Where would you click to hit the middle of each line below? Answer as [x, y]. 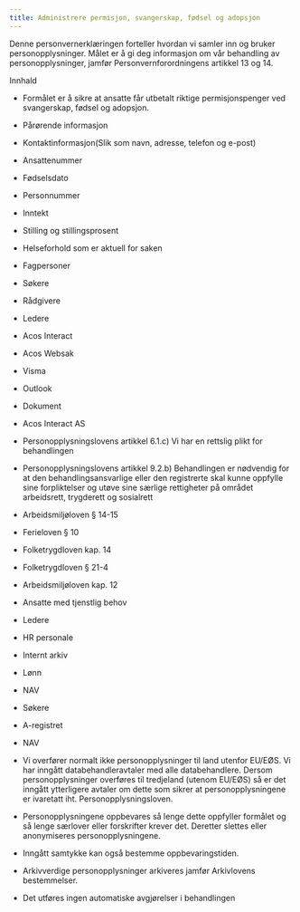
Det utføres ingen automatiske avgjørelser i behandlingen [129, 898]
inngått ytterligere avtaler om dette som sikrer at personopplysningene [154, 789]
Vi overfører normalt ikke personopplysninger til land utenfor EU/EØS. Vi [156, 760]
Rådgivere [42, 301]
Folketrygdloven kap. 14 [66, 550]
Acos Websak [48, 353]
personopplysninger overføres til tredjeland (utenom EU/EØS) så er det [154, 779]
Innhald [23, 80]
